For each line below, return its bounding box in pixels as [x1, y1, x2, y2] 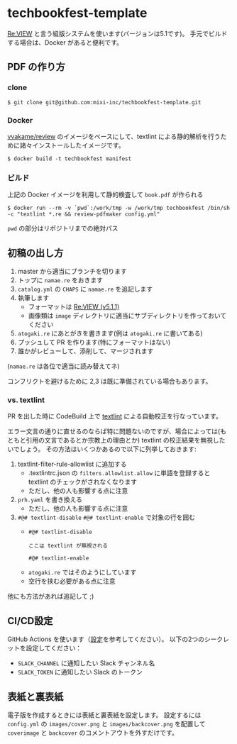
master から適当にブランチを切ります [17, 267, 128, 276]
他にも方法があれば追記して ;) [7, 592, 94, 601]
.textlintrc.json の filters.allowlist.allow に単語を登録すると [28, 469, 211, 477]
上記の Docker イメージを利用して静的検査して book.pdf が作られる [7, 190, 204, 199]
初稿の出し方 [7, 247, 64, 259]
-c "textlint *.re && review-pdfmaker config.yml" [7, 211, 160, 218]
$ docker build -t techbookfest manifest [7, 155, 132, 162]
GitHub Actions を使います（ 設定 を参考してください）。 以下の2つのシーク [7, 635, 224, 643]
